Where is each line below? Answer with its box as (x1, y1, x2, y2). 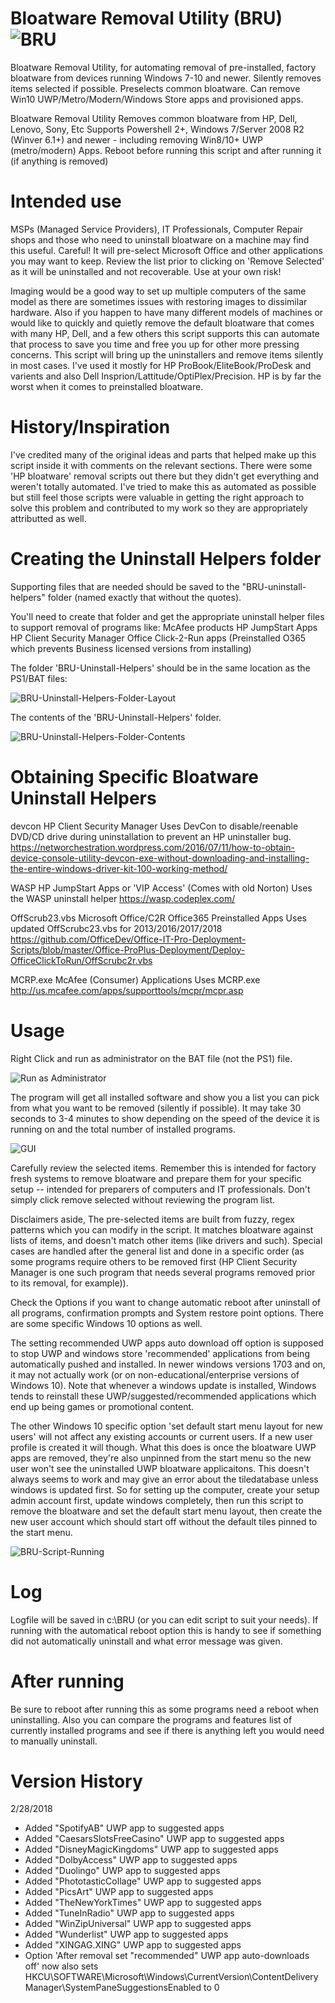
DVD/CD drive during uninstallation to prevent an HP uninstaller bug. (10, 830, 292, 842)
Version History (10, 1770, 143, 1792)
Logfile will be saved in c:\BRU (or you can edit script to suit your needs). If (10, 1613, 319, 1626)
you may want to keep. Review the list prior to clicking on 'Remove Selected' (10, 255, 325, 267)
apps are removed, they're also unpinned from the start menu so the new (10, 1452, 312, 1464)
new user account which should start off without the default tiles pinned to (10, 1515, 318, 1527)
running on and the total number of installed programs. (10, 1123, 236, 1135)
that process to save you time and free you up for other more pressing (10, 338, 300, 350)
